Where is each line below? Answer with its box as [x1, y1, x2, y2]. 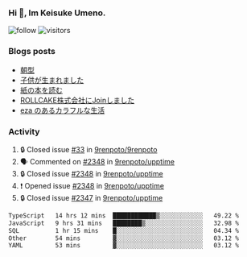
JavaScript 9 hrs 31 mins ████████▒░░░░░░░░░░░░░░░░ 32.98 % [8, 219, 240, 227]
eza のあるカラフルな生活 [19, 105, 105, 115]
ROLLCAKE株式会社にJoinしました [19, 95, 135, 105]
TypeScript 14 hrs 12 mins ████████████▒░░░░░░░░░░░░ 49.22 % [8, 211, 240, 220]
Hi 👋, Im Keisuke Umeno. [8, 7, 106, 19]
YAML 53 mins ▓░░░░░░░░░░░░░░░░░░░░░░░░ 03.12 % [8, 242, 240, 250]
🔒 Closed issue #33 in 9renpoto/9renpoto [19, 144, 158, 154]
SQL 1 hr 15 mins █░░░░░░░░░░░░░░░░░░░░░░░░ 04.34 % [8, 226, 240, 234]
